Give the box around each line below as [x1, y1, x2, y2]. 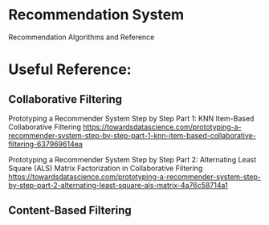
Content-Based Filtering [8, 203, 132, 218]
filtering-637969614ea [8, 139, 83, 149]
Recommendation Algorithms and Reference [8, 32, 155, 42]
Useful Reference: [8, 60, 132, 79]
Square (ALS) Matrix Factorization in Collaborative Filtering [8, 163, 203, 173]
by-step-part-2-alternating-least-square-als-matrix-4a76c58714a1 [8, 180, 229, 190]
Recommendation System [8, 6, 185, 24]
